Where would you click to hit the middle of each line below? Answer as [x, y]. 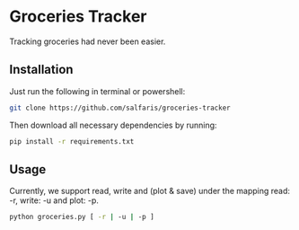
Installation [41, 70]
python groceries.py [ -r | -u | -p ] [82, 217]
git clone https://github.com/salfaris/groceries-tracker [120, 108]
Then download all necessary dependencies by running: [113, 125]
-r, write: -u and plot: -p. [54, 200]
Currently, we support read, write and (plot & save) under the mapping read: [149, 191]
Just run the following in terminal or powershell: [97, 91]
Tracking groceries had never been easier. [88, 41]
